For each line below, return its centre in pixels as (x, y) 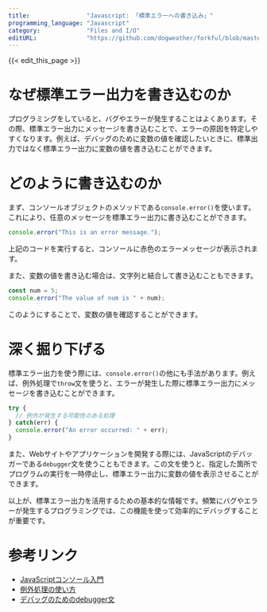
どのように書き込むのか (85, 184)
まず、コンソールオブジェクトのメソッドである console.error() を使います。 (132, 207)
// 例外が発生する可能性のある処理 (65, 415)
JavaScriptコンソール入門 (62, 579)
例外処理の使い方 (48, 589)
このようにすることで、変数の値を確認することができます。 (105, 314)
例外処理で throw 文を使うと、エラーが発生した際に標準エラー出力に (132, 382)
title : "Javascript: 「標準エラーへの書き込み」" (111, 16)
